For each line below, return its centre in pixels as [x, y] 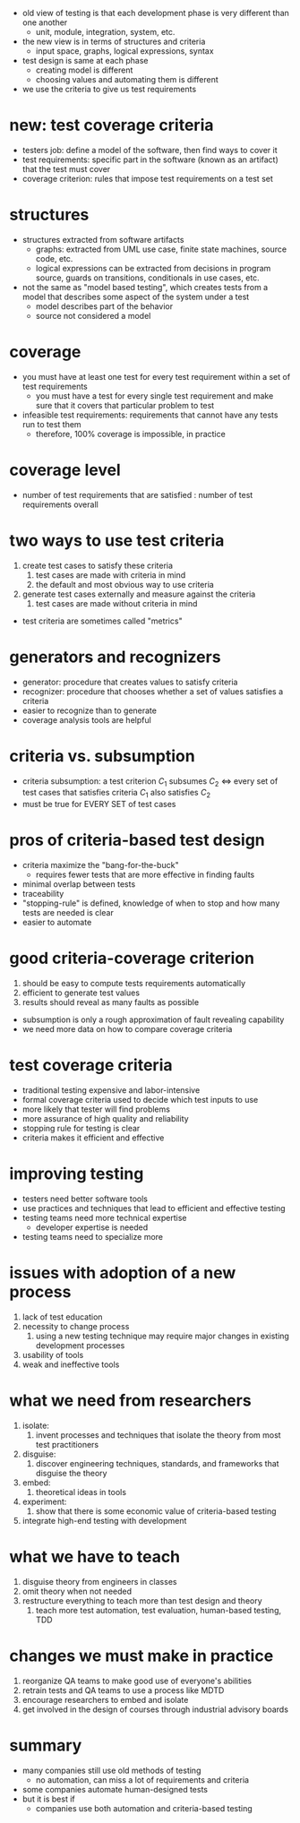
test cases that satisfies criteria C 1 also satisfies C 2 [116, 794]
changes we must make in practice [141, 1655]
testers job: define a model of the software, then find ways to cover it [150, 150]
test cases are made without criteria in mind [116, 603]
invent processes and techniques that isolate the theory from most [158, 1435]
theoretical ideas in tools [81, 1492]
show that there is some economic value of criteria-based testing [156, 1511]
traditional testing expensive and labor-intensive [111, 1090]
